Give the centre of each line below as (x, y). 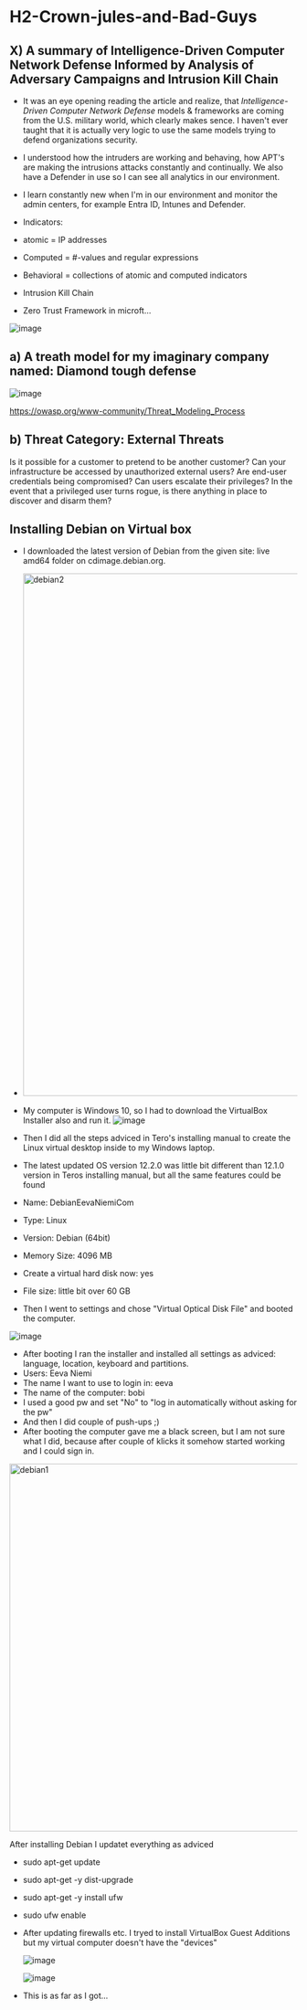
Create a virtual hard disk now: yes (88, 1274)
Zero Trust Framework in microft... (87, 311)
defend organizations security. (80, 140)
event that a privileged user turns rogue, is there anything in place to (138, 491)
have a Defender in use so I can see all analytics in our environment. (151, 177)
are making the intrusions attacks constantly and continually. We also (153, 167)
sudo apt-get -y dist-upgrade (78, 1880)
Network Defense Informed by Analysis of (132, 64)
